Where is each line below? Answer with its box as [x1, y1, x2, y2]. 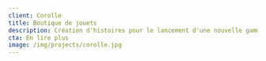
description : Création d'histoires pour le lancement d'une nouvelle [8, 26, 243, 34]
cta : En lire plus [8, 33, 69, 42]
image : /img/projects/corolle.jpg [8, 41, 123, 49]
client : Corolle [8, 11, 62, 20]
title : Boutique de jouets [8, 19, 97, 27]
